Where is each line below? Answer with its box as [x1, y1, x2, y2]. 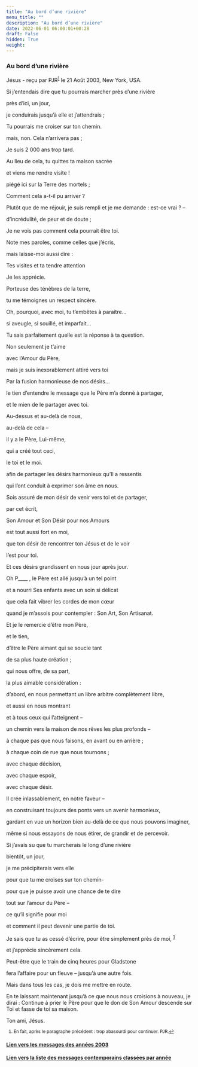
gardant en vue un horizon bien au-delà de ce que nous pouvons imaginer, [6, 818, 190, 825]
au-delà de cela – [6, 424, 49, 431]
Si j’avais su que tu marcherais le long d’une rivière [6, 841, 132, 848]
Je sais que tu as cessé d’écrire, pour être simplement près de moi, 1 [6, 934, 175, 942]
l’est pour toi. [6, 551, 38, 559]
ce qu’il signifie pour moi [6, 910, 67, 918]
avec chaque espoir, [6, 772, 56, 779]
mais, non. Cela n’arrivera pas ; [6, 134, 83, 141]
